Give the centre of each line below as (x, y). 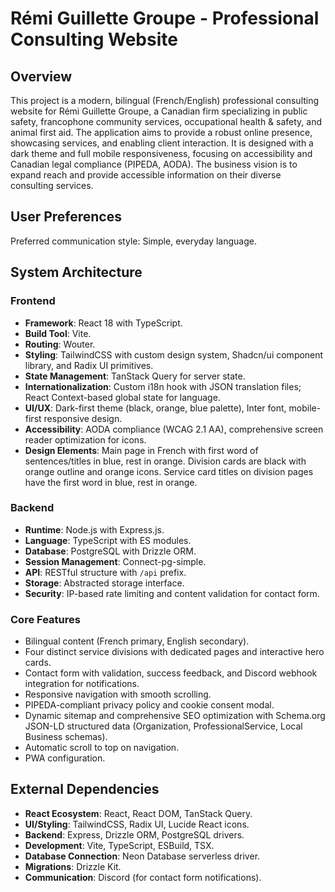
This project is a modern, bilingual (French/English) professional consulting (165, 100)
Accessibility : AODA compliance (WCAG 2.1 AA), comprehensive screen (174, 429)
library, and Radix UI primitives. (89, 365)
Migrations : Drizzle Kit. (73, 866)
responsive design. (83, 418)
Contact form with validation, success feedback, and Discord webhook (171, 673)
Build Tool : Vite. (58, 333)
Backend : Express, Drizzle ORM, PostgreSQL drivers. (134, 834)
